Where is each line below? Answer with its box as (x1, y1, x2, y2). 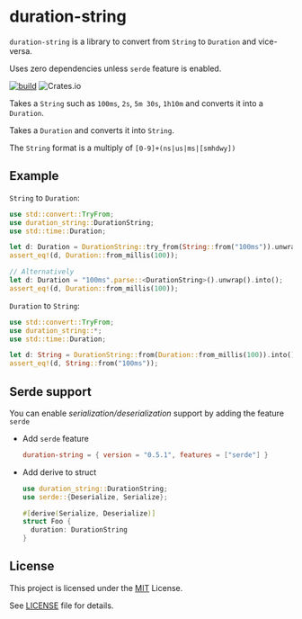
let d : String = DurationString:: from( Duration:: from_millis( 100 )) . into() (9, 351, 296, 360)
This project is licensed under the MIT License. (9, 582, 183, 593)
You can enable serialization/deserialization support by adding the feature (9, 408, 285, 418)
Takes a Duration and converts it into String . (9, 124, 175, 136)
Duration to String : (9, 300, 80, 311)
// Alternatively (9, 267, 75, 276)
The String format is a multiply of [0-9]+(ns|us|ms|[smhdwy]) (9, 142, 236, 153)
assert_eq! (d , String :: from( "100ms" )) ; (9, 359, 159, 368)
